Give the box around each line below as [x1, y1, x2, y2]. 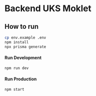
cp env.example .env [4, 35, 47, 40]
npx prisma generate [4, 44, 47, 49]
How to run [4, 22, 39, 31]
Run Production [4, 76, 37, 82]
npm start [4, 87, 25, 92]
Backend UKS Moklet [4, 3, 92, 14]
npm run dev [4, 65, 29, 71]
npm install [4, 39, 29, 44]
